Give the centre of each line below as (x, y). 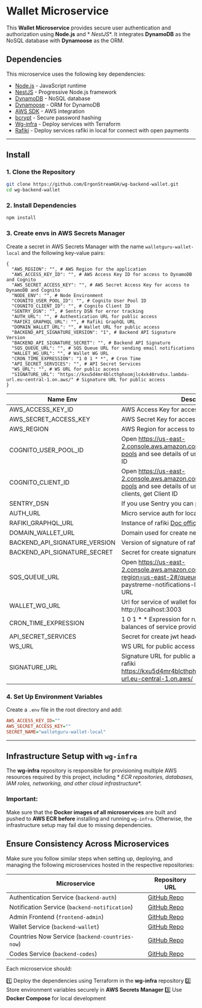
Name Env (62, 399)
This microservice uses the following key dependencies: (76, 74)
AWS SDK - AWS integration (50, 111)
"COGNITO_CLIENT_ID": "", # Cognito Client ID (71, 306)
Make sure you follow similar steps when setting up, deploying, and (90, 858)
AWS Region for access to (158, 429)
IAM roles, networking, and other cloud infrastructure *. (74, 784)
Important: (22, 799)
